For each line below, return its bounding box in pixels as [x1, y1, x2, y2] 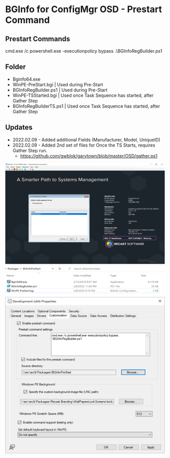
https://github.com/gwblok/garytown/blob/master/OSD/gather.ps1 [20, 153, 158, 159]
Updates [5, 123, 33, 132]
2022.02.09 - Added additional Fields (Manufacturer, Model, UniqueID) [12, 136, 161, 143]
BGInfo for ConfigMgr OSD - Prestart [5, 4, 162, 15]
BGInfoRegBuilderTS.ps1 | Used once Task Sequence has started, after [12, 103, 160, 109]
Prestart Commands [5, 34, 70, 43]
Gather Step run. [12, 147, 48, 153]
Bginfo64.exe [12, 76, 40, 82]
